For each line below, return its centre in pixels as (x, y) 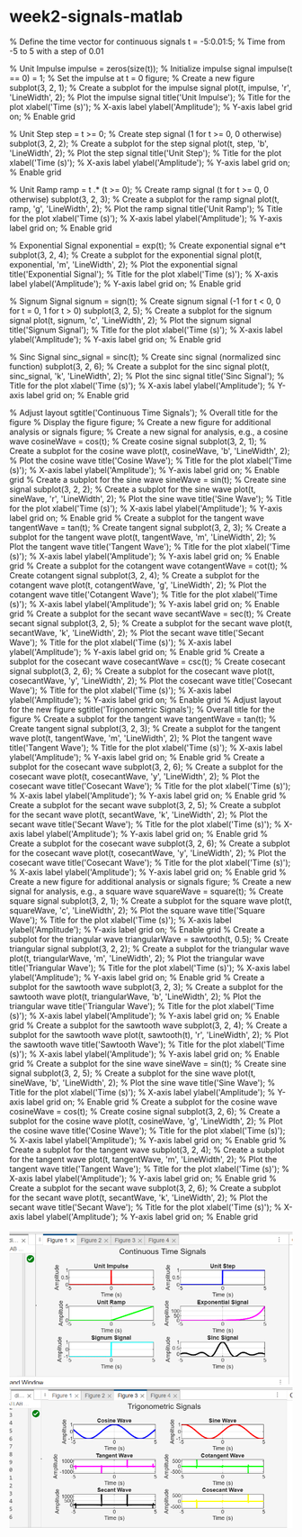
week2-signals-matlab (96, 17)
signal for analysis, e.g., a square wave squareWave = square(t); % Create (147, 891)
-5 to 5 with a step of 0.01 (57, 50)
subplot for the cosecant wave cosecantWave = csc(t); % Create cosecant (147, 661)
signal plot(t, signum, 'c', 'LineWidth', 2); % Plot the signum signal (130, 320)
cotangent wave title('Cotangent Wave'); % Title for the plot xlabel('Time (144, 594)
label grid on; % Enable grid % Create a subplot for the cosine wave (152, 1102)
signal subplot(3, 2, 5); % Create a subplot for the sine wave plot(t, (133, 1073)
